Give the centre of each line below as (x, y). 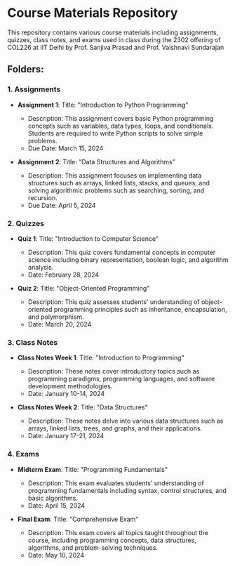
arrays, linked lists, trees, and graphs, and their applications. (115, 428)
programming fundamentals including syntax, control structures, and (127, 490)
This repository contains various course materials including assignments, (113, 32)
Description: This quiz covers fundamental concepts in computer (122, 252)
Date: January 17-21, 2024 (66, 436)
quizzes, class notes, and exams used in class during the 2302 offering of (114, 39)
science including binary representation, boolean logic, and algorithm (128, 259)
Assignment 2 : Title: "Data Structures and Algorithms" (96, 162)
